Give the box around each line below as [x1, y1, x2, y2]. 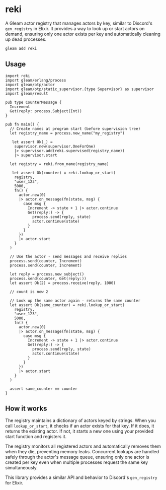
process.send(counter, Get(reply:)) [10, 276, 87, 281]
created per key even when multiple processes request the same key [5, 459, 148, 465]
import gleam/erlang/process [5, 78, 66, 83]
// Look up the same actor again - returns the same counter [10, 298, 141, 303]
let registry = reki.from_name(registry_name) [10, 161, 109, 167]
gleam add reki [5, 46, 37, 51]
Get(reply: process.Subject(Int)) [10, 108, 82, 114]
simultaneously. [5, 465, 38, 471]
